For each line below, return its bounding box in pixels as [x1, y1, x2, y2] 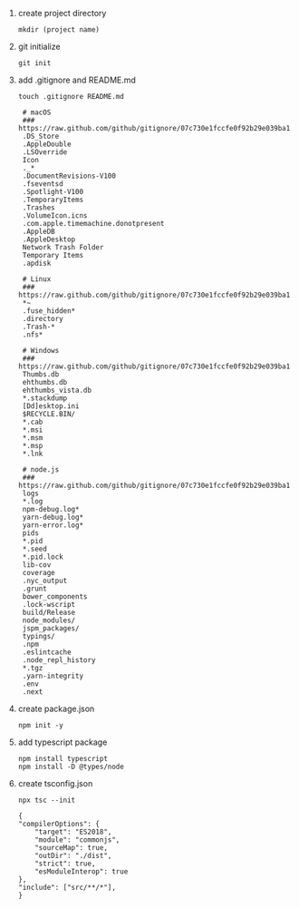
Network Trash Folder [22, 243, 104, 252]
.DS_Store [22, 132, 60, 141]
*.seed [22, 544, 47, 553]
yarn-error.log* [22, 521, 84, 530]
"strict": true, [34, 859, 96, 868]
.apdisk [22, 259, 52, 268]
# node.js [22, 465, 60, 474]
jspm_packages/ [22, 624, 80, 633]
